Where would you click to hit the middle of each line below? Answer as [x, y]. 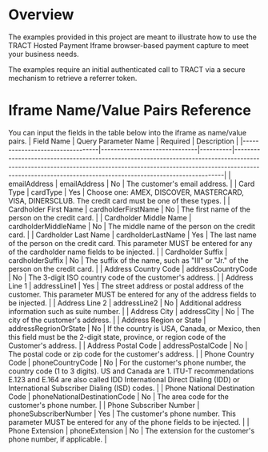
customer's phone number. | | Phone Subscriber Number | [104, 405]
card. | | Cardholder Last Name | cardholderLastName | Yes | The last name [133, 235]
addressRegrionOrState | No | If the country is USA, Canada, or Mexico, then [134, 328]
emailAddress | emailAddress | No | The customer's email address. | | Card [132, 184]
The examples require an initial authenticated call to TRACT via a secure [127, 69]
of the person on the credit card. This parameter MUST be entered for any [130, 243]
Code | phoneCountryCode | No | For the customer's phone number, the [127, 362]
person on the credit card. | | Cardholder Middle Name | [100, 217]
